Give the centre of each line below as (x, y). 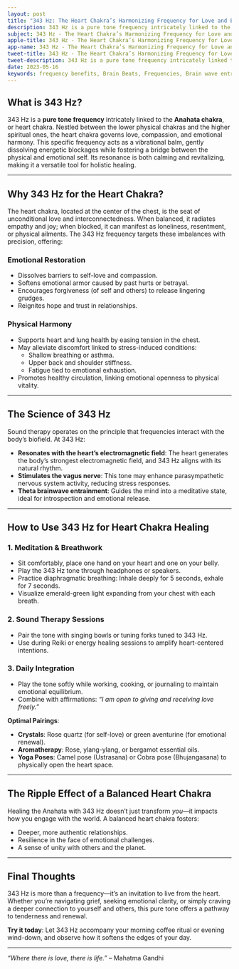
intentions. (33, 650)
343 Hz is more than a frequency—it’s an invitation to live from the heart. (114, 893)
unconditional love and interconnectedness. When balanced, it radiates (111, 219)
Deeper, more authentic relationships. (73, 832)
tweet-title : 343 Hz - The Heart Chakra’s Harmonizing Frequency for (113, 54)
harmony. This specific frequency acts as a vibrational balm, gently (106, 142)
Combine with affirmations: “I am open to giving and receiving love (116, 699)
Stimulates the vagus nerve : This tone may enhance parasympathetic (121, 475)
